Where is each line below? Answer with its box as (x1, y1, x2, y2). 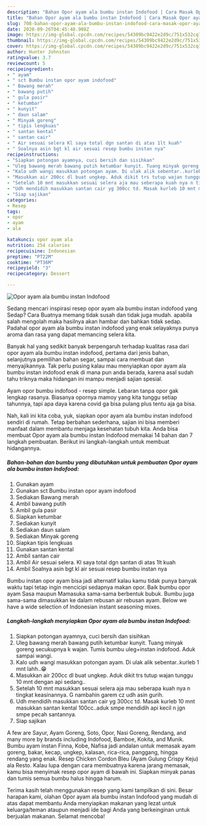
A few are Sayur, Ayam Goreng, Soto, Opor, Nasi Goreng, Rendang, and (7, 729, 186, 736)
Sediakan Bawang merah (15, 493, 79, 501)
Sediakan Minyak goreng (15, 532, 79, 540)
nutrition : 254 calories (7, 242, 70, 248)
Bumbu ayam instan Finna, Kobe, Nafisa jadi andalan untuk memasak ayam (7, 742, 196, 749)
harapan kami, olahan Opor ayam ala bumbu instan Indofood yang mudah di (7, 793, 198, 800)
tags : (7, 208, 21, 214)
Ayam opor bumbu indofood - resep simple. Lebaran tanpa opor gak (7, 387, 179, 394)
